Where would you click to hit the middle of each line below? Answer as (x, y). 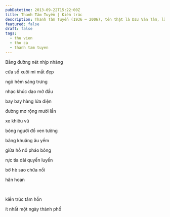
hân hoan (15, 180)
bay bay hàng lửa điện (29, 101)
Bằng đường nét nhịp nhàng (34, 62)
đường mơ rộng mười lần (31, 111)
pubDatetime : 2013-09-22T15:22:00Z (43, 10)
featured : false (22, 24)
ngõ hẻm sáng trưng (27, 81)
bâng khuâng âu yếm (27, 140)
